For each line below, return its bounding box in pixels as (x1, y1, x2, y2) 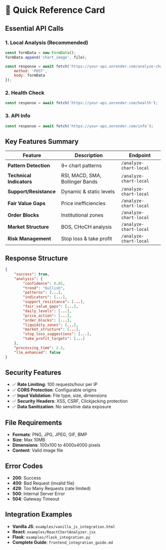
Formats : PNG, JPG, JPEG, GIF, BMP (12, 432, 87, 438)
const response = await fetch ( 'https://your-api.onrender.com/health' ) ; (5, 101, 158, 106)
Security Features (5, 368, 62, 377)
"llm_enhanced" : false (14, 350, 61, 355)
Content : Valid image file (12, 447, 63, 453)
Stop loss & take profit (61, 235, 113, 242)
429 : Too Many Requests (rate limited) (12, 486, 91, 492)
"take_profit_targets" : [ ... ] (23, 336, 85, 341)
